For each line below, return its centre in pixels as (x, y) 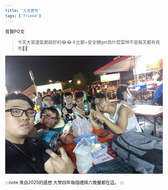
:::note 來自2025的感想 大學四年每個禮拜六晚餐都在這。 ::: (64, 182)
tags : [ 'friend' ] (23, 16)
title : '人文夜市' (23, 10)
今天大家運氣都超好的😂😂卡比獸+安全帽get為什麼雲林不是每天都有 (86, 42)
